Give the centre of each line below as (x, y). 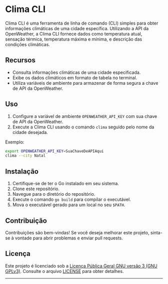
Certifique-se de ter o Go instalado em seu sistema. (65, 184)
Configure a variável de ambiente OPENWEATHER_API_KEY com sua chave (85, 116)
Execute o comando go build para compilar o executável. (71, 200)
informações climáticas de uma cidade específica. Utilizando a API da (77, 28)
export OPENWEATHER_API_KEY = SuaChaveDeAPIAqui (54, 151)
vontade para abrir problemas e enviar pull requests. (69, 238)
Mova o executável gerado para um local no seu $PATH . (69, 205)
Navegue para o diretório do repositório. (54, 194)
